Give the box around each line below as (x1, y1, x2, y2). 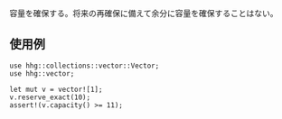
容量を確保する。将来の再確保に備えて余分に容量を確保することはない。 (9, 8, 278, 18)
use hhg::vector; (9, 69, 75, 78)
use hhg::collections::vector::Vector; (9, 61, 160, 70)
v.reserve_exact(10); (9, 93, 91, 102)
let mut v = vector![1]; (9, 85, 103, 94)
